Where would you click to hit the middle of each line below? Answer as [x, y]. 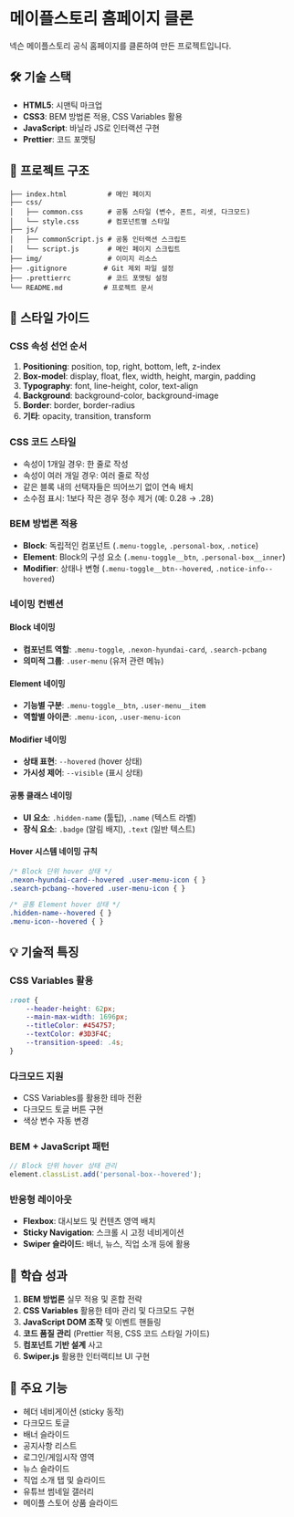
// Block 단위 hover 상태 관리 [63, 1166]
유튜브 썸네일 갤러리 [58, 1491]
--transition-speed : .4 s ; [75, 1043]
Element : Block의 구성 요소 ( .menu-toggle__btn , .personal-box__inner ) [154, 557]
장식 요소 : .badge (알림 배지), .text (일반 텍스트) [109, 829]
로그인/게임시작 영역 [58, 1458]
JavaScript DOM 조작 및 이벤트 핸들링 [92, 1322]
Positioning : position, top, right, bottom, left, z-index [121, 367]
